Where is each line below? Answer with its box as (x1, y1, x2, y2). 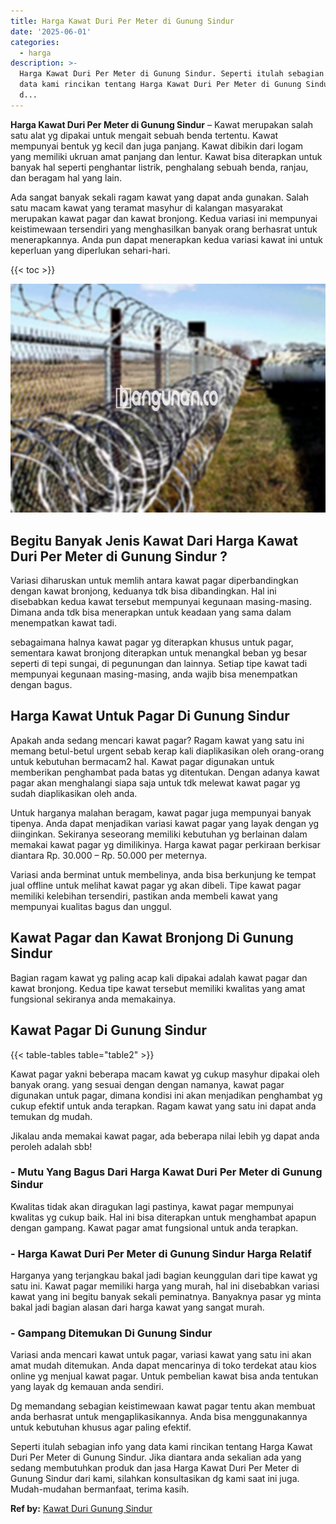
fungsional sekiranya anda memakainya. (10, 993, 177, 1005)
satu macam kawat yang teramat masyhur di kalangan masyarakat (10, 201, 283, 214)
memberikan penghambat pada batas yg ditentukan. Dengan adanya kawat (10, 766, 320, 778)
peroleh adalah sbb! (10, 1140, 93, 1152)
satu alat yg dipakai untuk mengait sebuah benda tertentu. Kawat (10, 129, 279, 141)
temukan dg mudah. (10, 1110, 93, 1122)
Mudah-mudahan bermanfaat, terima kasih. (10, 1483, 190, 1495)
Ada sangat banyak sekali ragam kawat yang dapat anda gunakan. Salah (10, 191, 310, 203)
